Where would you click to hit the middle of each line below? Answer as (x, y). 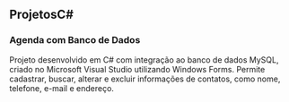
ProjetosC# (42, 15)
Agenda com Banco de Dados (75, 40)
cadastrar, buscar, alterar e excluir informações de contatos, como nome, (145, 79)
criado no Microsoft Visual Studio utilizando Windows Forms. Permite (137, 69)
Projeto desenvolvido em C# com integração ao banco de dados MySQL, (144, 59)
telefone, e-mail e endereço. (62, 88)
